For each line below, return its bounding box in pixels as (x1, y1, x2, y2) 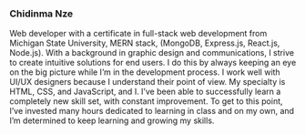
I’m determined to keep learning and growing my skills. (9, 115, 215, 126)
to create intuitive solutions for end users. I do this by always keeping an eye (9, 57, 297, 68)
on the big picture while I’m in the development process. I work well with (9, 67, 280, 78)
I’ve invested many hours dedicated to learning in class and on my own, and (9, 106, 294, 117)
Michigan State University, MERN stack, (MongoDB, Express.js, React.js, (9, 37, 280, 48)
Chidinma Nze (9, 7, 74, 20)
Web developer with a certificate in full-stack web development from (9, 28, 268, 39)
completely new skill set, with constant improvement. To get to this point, (9, 96, 284, 107)
